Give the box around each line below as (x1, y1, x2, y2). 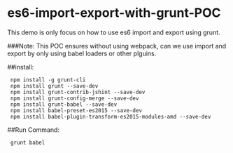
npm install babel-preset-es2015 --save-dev (10, 107, 142, 114)
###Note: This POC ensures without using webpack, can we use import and (7, 41, 227, 50)
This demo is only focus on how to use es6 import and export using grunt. (7, 28, 220, 36)
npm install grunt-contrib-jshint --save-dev (10, 88, 146, 95)
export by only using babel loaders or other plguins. (7, 49, 157, 58)
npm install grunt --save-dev (10, 82, 99, 89)
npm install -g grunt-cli (10, 76, 86, 84)
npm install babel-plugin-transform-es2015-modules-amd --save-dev (10, 113, 211, 120)
